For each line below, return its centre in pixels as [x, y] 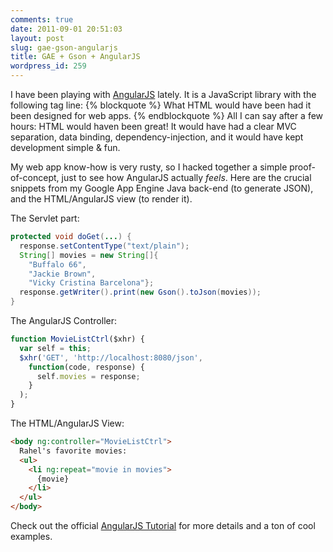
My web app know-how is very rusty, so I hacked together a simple [149, 167]
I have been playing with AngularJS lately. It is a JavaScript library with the [163, 94]
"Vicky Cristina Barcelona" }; [91, 283]
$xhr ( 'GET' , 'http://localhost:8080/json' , [111, 357]
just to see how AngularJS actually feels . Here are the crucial [186, 177]
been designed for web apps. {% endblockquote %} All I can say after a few [167, 115]
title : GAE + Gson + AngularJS [75, 57]
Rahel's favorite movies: [73, 451]
